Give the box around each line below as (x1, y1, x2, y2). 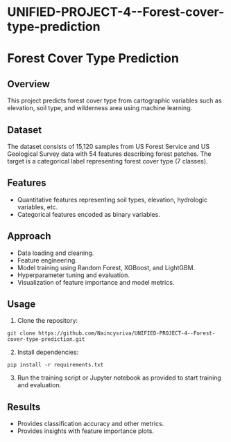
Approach (7, 230, 51, 242)
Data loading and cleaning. (17, 249, 94, 257)
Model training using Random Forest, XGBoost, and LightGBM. (17, 263, 196, 272)
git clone (7, 330, 36, 337)
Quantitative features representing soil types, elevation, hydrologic (17, 195, 208, 204)
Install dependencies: (17, 348, 79, 357)
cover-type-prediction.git (7, 336, 85, 343)
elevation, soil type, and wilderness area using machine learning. (7, 104, 193, 112)
